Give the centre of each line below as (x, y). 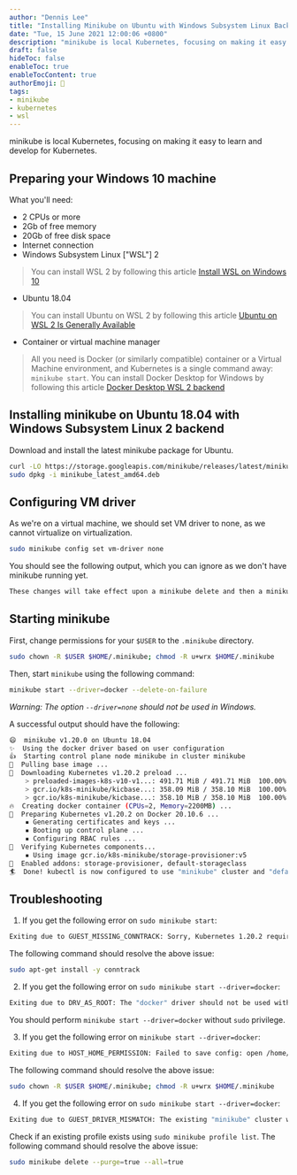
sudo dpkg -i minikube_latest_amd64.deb (85, 474)
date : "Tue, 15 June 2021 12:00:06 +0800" (88, 34)
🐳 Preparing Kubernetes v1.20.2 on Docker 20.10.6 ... (114, 814)
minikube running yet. (49, 575)
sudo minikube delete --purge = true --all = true (96, 1162)
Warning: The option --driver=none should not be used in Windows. (133, 707)
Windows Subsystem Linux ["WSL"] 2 (90, 254)
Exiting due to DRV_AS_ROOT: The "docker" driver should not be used (140, 1003)
